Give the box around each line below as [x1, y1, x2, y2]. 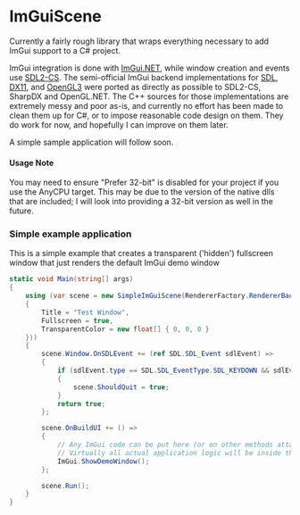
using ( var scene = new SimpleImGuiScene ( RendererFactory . [25, 292, 250, 301]
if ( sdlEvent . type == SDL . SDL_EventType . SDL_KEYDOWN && [56, 366, 270, 376]
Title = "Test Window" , [41, 308, 129, 317]
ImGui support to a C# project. [9, 45, 121, 55]
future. [9, 205, 34, 216]
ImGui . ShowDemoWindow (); [56, 457, 150, 466]
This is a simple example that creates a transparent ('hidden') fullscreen [9, 248, 274, 259]
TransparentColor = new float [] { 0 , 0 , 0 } [41, 324, 210, 334]
